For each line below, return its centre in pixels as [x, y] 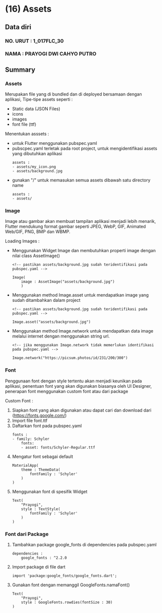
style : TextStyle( [41, 509]
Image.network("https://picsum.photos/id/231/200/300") [70, 358]
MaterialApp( [25, 465]
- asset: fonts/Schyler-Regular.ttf [58, 447]
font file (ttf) [24, 124]
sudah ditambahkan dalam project [46, 300]
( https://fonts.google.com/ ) [39, 415]
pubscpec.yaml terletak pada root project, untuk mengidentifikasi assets [84, 148]
